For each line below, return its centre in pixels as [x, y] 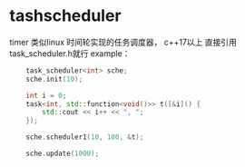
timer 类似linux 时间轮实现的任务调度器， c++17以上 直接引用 [123, 42]
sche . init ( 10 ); [54, 79]
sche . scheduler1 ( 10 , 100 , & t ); [85, 137]
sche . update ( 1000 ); [63, 154]
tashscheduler [65, 16]
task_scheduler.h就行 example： [70, 53]
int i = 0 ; [46, 95]
